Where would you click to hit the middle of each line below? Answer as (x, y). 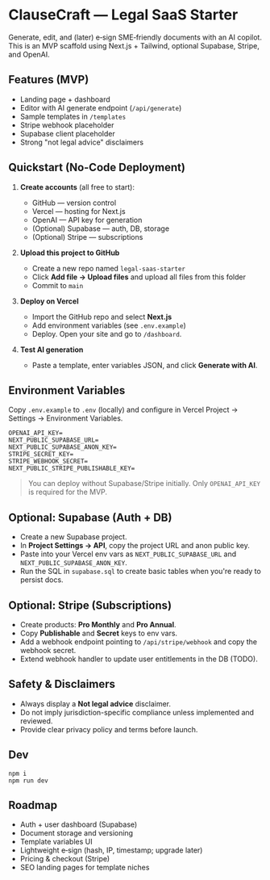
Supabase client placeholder (67, 133)
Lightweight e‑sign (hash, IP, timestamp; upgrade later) (111, 850)
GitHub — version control (74, 203)
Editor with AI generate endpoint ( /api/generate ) (101, 107)
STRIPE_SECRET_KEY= (41, 455)
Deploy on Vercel (49, 301)
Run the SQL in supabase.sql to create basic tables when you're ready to (141, 572)
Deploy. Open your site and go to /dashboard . (107, 333)
